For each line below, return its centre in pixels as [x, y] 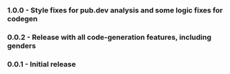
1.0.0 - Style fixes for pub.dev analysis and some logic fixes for [115, 10]
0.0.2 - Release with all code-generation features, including [109, 37]
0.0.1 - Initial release [41, 64]
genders [22, 45]
